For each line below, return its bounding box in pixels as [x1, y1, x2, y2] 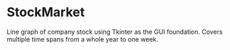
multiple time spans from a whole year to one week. [6, 35, 159, 43]
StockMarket [6, 4, 85, 20]
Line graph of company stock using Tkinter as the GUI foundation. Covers [6, 27, 223, 36]
